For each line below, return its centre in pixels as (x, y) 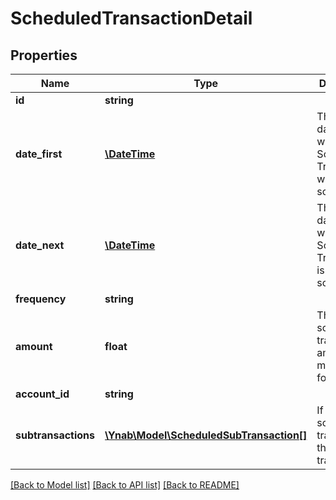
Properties (44, 55)
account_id (42, 394)
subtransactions (55, 435)
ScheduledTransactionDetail (131, 18)
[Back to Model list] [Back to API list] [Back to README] (125, 485)
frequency (41, 299)
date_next (40, 245)
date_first (39, 154)
